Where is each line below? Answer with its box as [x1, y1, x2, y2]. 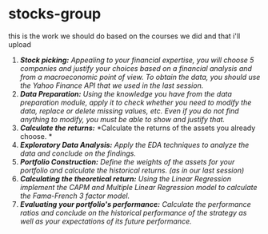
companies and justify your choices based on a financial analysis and [19, 63, 252, 73]
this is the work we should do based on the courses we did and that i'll [8, 31, 241, 41]
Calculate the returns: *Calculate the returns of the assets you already [19, 123, 256, 133]
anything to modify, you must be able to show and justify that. [19, 114, 226, 124]
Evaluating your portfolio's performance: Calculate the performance [19, 199, 252, 208]
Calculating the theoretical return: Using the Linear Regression [19, 173, 232, 184]
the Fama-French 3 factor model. [19, 191, 130, 200]
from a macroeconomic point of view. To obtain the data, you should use [19, 72, 261, 81]
